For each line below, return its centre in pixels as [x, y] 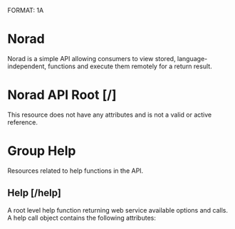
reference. [22, 122]
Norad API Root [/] [62, 95]
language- [192, 58]
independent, [27, 66]
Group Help [42, 151]
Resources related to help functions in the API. [75, 171]
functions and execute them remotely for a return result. [130, 66]
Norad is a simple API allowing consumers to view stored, [92, 58]
